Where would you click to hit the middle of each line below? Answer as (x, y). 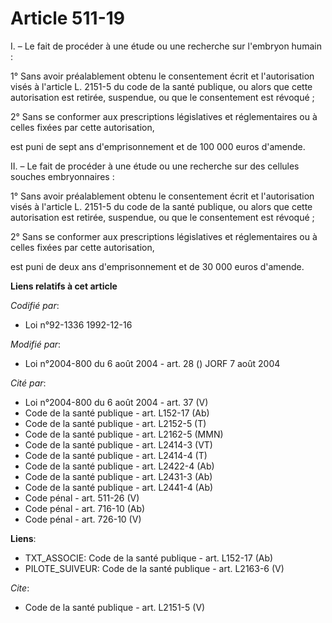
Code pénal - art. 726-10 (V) (83, 519)
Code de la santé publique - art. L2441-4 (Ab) (119, 487)
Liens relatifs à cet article (64, 286)
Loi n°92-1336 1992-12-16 (78, 324)
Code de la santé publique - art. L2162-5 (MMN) (124, 434)
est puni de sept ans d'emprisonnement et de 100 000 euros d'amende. (158, 146)
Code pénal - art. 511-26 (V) (82, 498)
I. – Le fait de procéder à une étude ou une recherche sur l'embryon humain (166, 46)
